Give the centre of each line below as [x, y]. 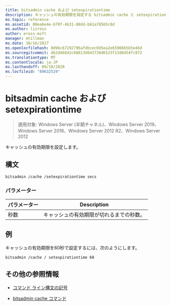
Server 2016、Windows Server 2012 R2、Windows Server [99, 131]
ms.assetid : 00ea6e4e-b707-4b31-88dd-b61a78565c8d [60, 24]
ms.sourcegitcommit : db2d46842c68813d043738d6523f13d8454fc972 [74, 53]
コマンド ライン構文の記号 [40, 287]
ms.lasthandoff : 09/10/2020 [35, 67]
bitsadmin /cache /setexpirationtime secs [51, 176]
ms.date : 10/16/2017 [27, 43]
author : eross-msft [26, 34]
